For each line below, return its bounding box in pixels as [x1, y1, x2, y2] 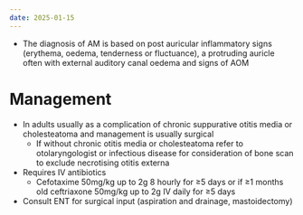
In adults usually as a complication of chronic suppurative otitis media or [22, 118, 293, 129]
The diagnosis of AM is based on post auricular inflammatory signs [22, 38, 273, 49]
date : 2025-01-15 [9, 13, 75, 23]
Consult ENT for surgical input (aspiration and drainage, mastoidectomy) [22, 195, 293, 206]
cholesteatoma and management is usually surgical [22, 128, 214, 139]
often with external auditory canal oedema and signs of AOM [22, 57, 250, 68]
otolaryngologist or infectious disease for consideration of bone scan [35, 147, 294, 158]
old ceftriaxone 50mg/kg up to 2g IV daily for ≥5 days [35, 186, 236, 197]
